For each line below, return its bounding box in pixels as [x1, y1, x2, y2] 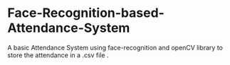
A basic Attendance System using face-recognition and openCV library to [7, 43, 223, 52]
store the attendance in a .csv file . [7, 51, 109, 59]
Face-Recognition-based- [7, 5, 165, 21]
